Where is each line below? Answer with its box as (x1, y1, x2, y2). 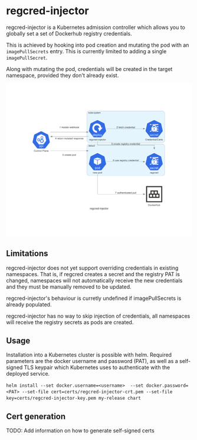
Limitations (6, 248, 48, 258)
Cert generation (6, 411, 66, 421)
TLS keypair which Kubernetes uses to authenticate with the (24, 364, 170, 371)
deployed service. (6, 370, 50, 377)
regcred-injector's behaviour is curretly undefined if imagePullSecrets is (6, 295, 182, 302)
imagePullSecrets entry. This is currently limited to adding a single (6, 47, 167, 54)
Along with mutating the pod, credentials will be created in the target (6, 65, 173, 72)
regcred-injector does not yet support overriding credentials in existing (6, 264, 179, 271)
